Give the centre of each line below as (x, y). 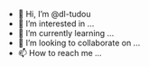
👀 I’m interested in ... (56, 24)
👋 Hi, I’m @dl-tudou (55, 14)
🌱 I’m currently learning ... (66, 33)
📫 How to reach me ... (60, 53)
